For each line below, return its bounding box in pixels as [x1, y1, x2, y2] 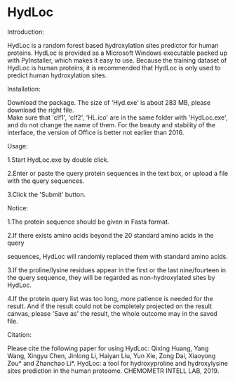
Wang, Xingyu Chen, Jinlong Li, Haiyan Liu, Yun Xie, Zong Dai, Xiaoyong [7, 351, 216, 359]
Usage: [7, 141, 28, 150]
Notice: [7, 203, 29, 212]
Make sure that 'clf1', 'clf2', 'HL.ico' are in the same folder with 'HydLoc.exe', [7, 113, 228, 122]
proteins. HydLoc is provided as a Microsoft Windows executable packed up [7, 49, 228, 57]
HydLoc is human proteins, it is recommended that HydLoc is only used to [7, 63, 221, 72]
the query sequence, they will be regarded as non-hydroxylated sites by [7, 273, 215, 281]
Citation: [7, 330, 32, 338]
